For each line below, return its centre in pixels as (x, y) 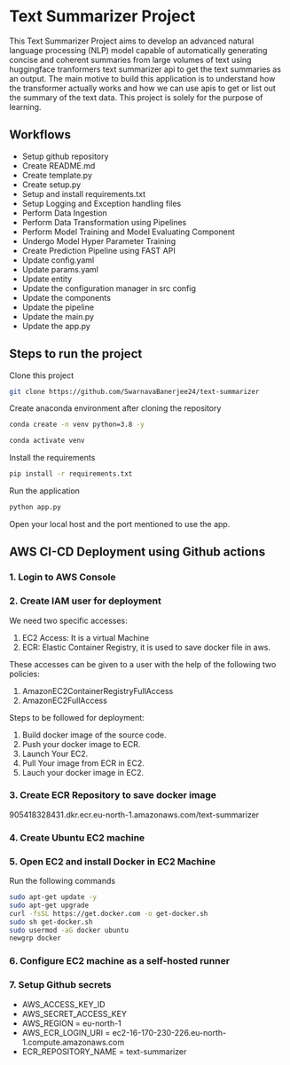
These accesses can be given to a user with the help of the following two (143, 664)
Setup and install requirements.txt (84, 193)
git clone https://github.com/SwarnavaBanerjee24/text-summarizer (134, 391)
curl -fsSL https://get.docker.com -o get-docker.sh (109, 913)
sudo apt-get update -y (53, 897)
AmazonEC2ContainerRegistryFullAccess (98, 690)
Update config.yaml (58, 260)
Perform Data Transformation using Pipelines (104, 222)
